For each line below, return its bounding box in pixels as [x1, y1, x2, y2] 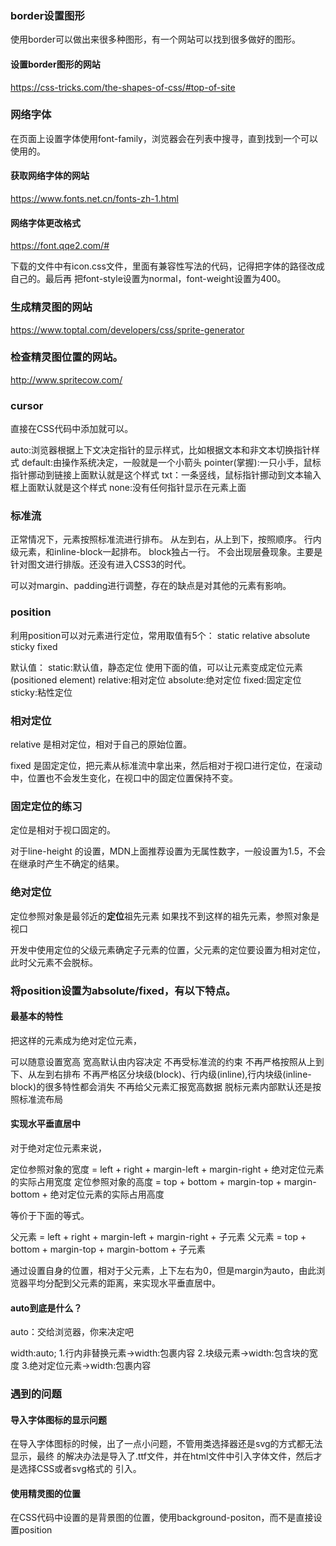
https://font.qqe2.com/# [10, 240, 110, 252]
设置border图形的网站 [10, 58, 101, 70]
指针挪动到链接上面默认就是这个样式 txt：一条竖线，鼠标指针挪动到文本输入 [10, 469, 322, 481]
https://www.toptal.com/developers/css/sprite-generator [10, 323, 245, 336]
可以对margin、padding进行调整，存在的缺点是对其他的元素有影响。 [10, 580, 292, 592]
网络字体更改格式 [10, 217, 81, 229]
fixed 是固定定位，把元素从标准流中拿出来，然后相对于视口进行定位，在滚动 [10, 759, 323, 771]
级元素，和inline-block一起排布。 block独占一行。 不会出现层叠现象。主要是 [10, 546, 323, 558]
